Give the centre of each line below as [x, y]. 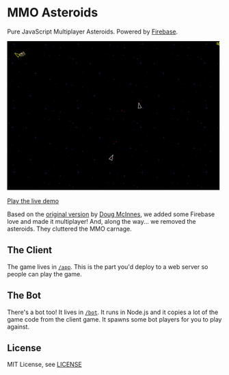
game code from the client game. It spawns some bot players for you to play [114, 319]
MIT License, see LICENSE [44, 365]
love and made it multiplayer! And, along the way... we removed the [102, 221]
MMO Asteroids [53, 13]
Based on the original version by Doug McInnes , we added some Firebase [111, 214]
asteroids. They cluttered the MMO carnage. [69, 229]
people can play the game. [44, 274]
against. [18, 326]
